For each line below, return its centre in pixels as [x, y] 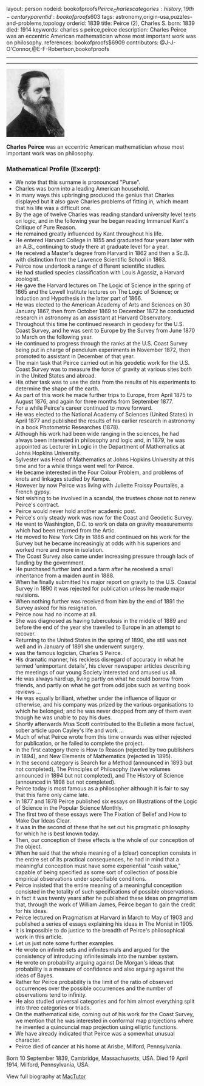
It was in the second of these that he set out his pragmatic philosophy [102, 827]
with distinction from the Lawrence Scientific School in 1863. [91, 260]
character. [28, 1040]
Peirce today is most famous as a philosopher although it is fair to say [102, 789]
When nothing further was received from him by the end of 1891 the [100, 602]
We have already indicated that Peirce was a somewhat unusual [95, 1034]
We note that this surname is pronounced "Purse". [78, 182]
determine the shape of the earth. [57, 389]
